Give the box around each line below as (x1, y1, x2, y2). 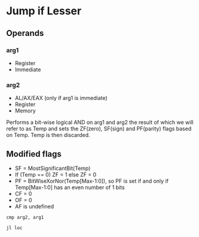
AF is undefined (14, 202, 54, 210)
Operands (6, 28, 44, 38)
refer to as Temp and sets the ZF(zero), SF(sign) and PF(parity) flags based (6, 125, 192, 132)
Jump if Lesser (6, 4, 82, 18)
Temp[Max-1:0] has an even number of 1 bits (14, 184, 125, 191)
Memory (14, 107, 36, 114)
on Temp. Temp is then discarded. (6, 132, 91, 139)
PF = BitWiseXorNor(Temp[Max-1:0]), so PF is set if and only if (14, 177, 169, 184)
